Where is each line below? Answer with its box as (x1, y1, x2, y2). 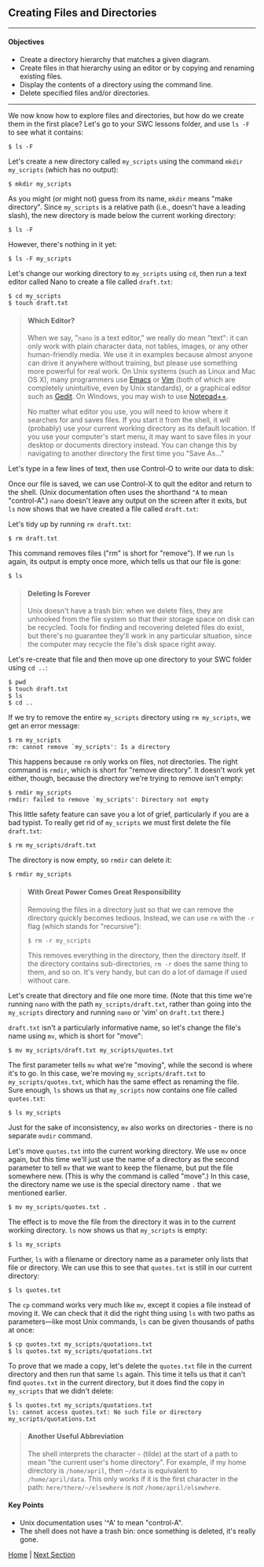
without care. (27, 975, 71, 985)
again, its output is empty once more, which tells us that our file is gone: (8, 557, 241, 566)
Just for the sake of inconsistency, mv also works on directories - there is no (8, 1123, 254, 1132)
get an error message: (8, 721, 80, 731)
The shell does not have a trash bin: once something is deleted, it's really (19, 1526, 256, 1536)
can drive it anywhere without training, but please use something (27, 358, 238, 368)
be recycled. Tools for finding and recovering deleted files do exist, (27, 623, 245, 632)
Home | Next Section (8, 1550, 76, 1560)
